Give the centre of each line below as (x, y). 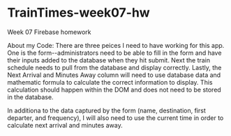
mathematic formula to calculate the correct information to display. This (110, 82)
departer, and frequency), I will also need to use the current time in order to (115, 118)
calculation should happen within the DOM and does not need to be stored (114, 90)
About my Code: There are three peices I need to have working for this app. (116, 45)
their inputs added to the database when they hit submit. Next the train (109, 60)
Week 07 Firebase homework (49, 32)
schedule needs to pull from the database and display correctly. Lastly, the (114, 67)
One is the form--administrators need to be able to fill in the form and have (114, 53)
